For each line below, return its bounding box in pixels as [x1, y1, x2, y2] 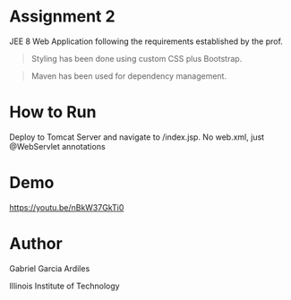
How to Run [9, 102, 97, 123]
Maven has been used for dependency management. [30, 70, 227, 81]
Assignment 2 [9, 6, 116, 27]
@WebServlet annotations [9, 141, 106, 151]
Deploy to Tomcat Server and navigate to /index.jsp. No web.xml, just [9, 132, 265, 142]
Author [9, 234, 63, 253]
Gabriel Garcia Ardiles [9, 262, 90, 274]
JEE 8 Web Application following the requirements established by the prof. [9, 36, 284, 47]
